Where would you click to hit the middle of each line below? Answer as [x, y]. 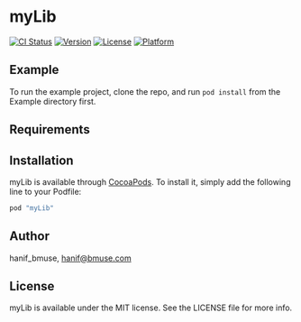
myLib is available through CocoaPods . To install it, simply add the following [150, 181]
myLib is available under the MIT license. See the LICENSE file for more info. [151, 308]
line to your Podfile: [46, 191]
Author [29, 236]
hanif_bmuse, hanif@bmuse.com [71, 258]
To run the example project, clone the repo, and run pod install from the [145, 91]
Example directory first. [53, 101]
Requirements [50, 129]
